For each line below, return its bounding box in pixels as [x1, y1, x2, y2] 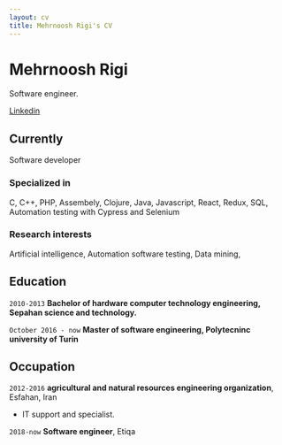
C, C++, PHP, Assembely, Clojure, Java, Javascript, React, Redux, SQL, [9, 196, 269, 208]
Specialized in [9, 177, 71, 189]
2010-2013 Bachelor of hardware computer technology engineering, [9, 297, 261, 308]
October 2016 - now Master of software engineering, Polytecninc [9, 324, 251, 334]
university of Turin [9, 334, 79, 344]
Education [9, 274, 67, 289]
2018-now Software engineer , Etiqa [9, 426, 135, 437]
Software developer [9, 155, 81, 165]
